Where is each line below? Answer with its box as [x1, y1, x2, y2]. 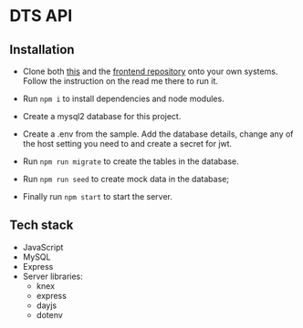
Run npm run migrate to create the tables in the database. [22, 156, 239, 167]
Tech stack [9, 218, 74, 233]
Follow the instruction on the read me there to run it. [22, 76, 219, 87]
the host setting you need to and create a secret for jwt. [22, 138, 233, 149]
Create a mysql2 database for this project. [22, 111, 182, 121]
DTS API [9, 5, 73, 26]
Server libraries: [22, 271, 84, 282]
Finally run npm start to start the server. [22, 191, 173, 201]
